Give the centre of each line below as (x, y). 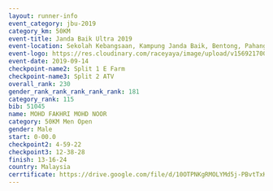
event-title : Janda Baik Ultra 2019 (70, 39)
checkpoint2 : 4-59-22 (45, 144)
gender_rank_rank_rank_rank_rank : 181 (74, 91)
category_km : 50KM (39, 31)
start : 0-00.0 (32, 137)
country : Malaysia (39, 167)
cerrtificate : (32, 175)
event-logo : (28, 54)
